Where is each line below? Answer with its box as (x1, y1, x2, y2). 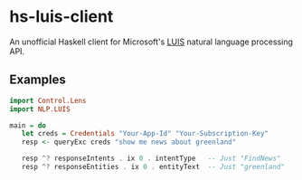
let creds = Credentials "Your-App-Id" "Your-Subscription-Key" (21, 129, 269, 138)
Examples (9, 72, 66, 88)
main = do (9, 120, 47, 130)
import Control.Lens (9, 96, 88, 105)
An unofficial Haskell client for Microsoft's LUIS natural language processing (9, 36, 294, 47)
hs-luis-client (9, 6, 114, 27)
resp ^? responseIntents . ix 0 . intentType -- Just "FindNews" (21, 154, 281, 164)
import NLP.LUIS (9, 104, 71, 114)
